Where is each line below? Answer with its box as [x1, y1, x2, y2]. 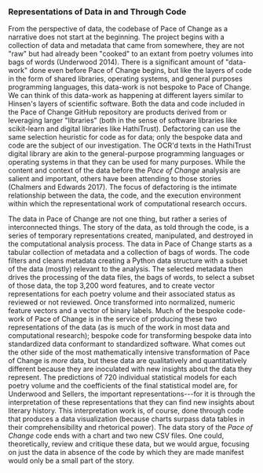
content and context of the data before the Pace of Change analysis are [8, 166, 241, 175]
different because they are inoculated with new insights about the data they [8, 364, 253, 374]
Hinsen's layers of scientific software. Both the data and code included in [8, 99, 245, 108]
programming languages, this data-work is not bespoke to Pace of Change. [8, 82, 252, 92]
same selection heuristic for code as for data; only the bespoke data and [8, 133, 243, 142]
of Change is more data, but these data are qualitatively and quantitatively [8, 356, 247, 366]
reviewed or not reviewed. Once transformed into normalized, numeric [8, 297, 236, 307]
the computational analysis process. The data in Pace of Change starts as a [8, 239, 253, 249]
